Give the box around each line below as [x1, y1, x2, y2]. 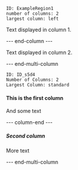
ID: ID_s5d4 [6, 72, 35, 78]
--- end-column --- [6, 38, 53, 44]
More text [6, 147, 29, 154]
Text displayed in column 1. [6, 26, 72, 33]
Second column [6, 132, 45, 139]
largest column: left [6, 16, 59, 22]
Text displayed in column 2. [6, 49, 73, 56]
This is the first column [6, 94, 63, 101]
